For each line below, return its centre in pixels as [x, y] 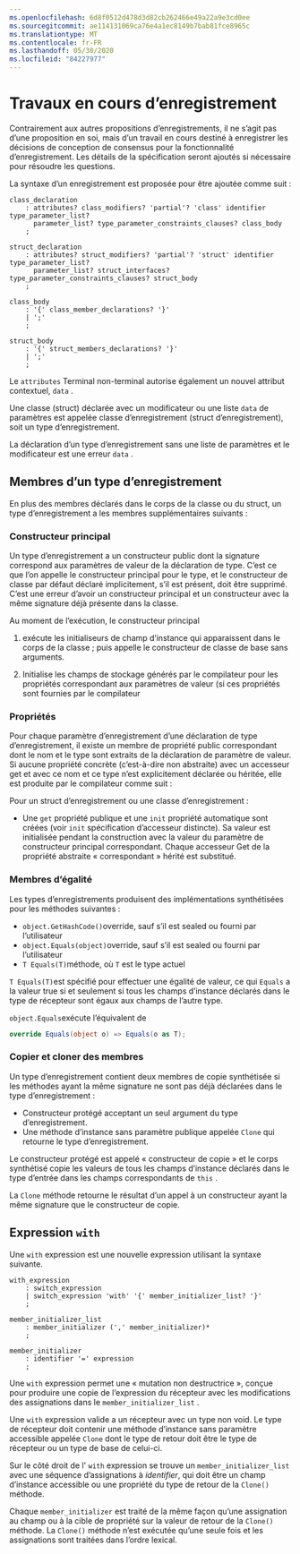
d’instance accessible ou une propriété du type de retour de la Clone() [140, 1484]
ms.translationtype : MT [54, 34]
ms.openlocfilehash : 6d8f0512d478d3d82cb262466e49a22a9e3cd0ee [130, 17]
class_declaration [43, 200]
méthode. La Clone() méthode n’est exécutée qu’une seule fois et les [137, 1530]
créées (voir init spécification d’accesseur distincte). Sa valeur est [146, 828]
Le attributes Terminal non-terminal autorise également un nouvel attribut [147, 380]
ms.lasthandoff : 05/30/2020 [62, 51]
